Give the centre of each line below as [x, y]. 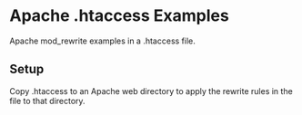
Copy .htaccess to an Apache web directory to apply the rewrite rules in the [151, 91]
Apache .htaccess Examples [119, 16]
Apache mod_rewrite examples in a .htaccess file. [102, 41]
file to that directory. [47, 101]
